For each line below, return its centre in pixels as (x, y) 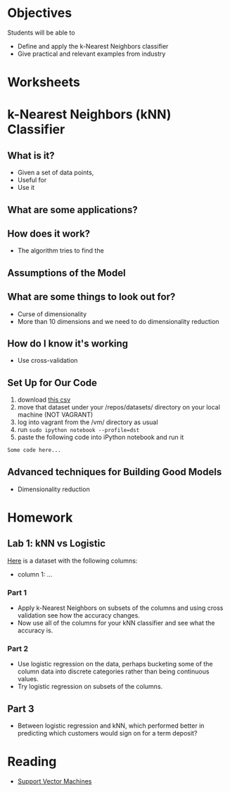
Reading (32, 762)
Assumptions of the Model (66, 273)
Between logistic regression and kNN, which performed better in (111, 726)
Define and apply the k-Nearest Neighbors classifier (93, 46)
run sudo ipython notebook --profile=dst (78, 430)
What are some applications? (73, 210)
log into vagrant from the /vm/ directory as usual (88, 422)
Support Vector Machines (55, 781)
